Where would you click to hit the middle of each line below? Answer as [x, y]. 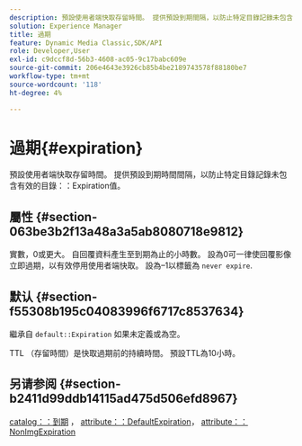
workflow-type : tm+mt [50, 76]
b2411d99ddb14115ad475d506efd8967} [124, 399]
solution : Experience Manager [66, 26]
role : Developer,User [50, 51]
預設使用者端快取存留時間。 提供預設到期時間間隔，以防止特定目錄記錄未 [144, 174]
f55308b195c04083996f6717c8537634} [127, 311]
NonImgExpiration [43, 432]
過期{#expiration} [76, 148]
